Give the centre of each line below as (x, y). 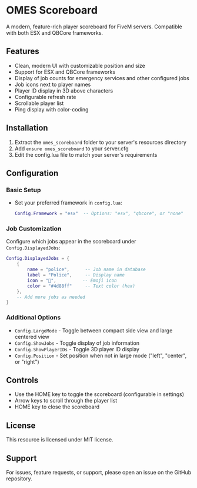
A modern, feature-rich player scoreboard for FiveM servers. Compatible (94, 27)
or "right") (27, 362)
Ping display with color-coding (51, 109)
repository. (19, 479)
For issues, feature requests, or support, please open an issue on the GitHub (99, 473)
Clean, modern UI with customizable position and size (80, 65)
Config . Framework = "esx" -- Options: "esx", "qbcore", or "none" (99, 214)
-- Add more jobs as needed (51, 297)
